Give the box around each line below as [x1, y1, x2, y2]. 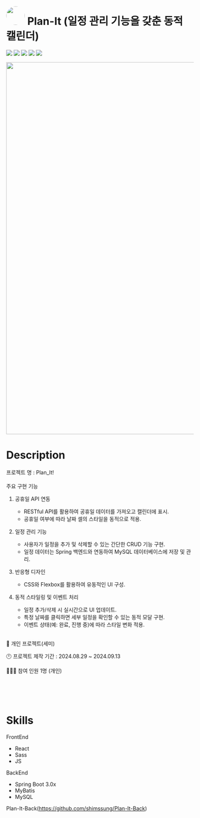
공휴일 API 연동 [14, 495, 51, 502]
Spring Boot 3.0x [14, 780, 57, 788]
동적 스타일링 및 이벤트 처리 [14, 593, 79, 601]
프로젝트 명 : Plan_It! [6, 469, 55, 476]
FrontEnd [6, 733, 29, 741]
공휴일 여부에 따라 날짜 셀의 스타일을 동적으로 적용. [23, 515, 142, 522]
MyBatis [14, 786, 35, 794]
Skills [6, 714, 34, 728]
